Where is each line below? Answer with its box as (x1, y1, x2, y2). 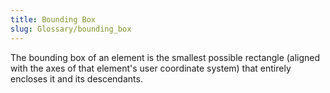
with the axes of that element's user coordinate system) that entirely (10, 62, 292, 74)
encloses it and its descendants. (10, 72, 143, 85)
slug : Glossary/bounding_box (10, 24, 132, 34)
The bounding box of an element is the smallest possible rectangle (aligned (10, 51, 321, 63)
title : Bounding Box (10, 14, 97, 25)
